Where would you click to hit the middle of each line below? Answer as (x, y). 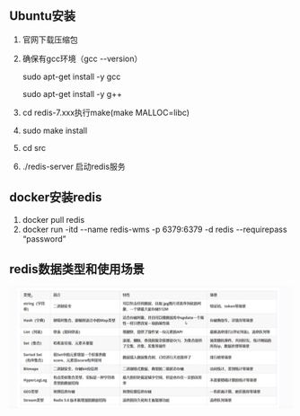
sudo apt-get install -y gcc (71, 76)
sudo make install (55, 130)
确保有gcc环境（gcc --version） (82, 58)
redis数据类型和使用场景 (77, 269)
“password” (44, 239)
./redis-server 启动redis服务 (74, 166)
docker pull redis (53, 219)
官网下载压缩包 (50, 40)
